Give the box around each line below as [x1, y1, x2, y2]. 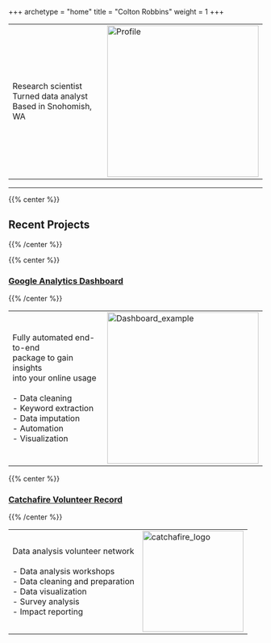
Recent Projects [8, 218, 90, 232]
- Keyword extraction [12, 403, 94, 414]
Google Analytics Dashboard [8, 275, 123, 286]
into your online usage [12, 372, 97, 384]
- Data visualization [12, 586, 87, 597]
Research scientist [12, 81, 82, 91]
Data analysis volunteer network [12, 545, 135, 557]
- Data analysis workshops [12, 565, 115, 577]
